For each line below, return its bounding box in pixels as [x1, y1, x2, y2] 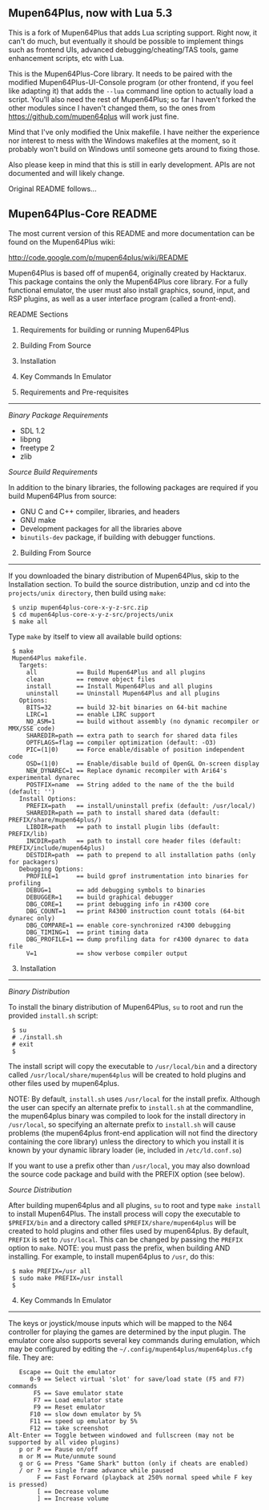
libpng [19, 434, 42, 444]
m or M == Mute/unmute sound [18, 1452, 116, 1460]
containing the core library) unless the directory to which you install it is [8, 1137, 244, 1146]
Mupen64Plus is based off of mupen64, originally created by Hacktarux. [8, 268, 247, 278]
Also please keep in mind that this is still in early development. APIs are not [8, 160, 255, 169]
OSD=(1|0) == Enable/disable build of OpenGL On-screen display [26, 759, 260, 768]
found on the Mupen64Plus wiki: [8, 237, 116, 247]
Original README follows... [8, 184, 98, 194]
